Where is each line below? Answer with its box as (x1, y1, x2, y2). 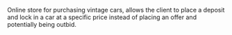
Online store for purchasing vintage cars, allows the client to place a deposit (7, 6, 225, 14)
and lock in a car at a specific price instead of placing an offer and (7, 13, 197, 21)
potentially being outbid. (7, 21, 77, 28)
